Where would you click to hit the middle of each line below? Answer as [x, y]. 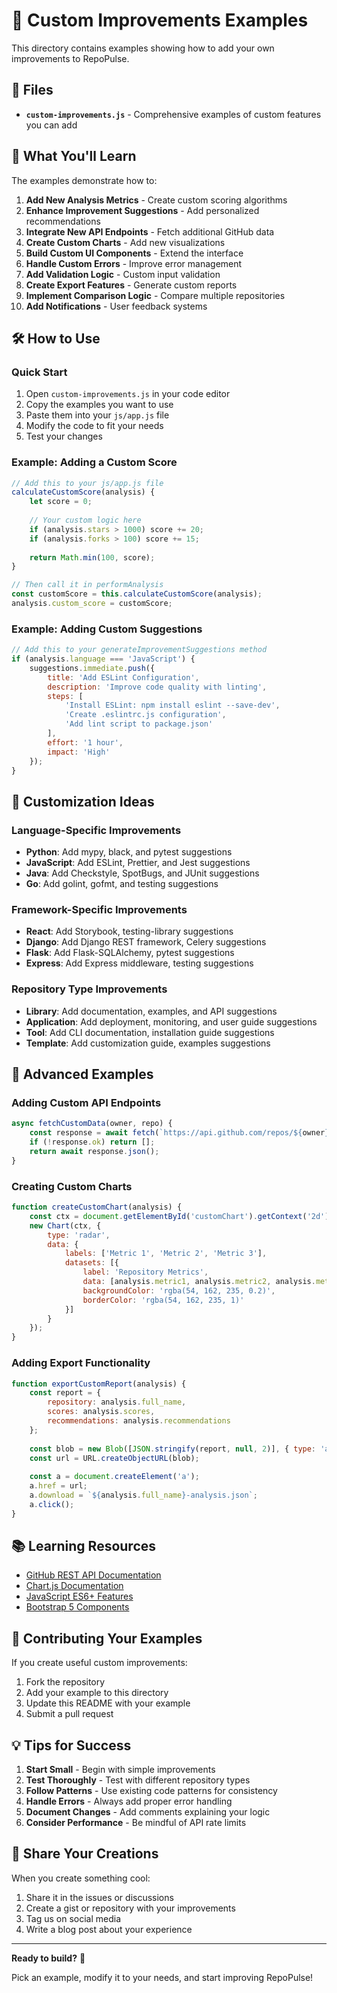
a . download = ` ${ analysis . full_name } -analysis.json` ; [143, 1495]
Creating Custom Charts [72, 1186]
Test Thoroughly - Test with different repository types [138, 1780]
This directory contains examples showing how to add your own [143, 48]
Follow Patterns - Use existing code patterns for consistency [151, 1791]
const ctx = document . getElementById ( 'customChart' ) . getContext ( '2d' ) [179, 1216]
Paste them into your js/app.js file [97, 415]
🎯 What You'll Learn [74, 156]
